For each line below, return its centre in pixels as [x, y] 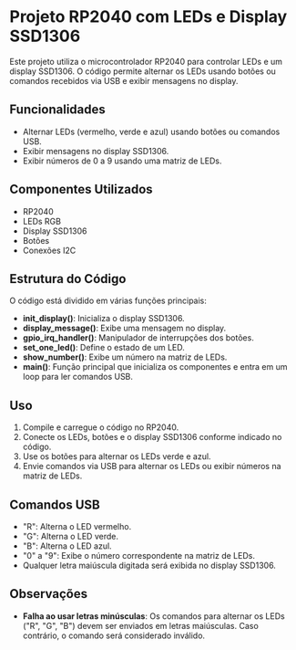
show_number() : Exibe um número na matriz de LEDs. [125, 357]
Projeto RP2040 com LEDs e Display [148, 17]
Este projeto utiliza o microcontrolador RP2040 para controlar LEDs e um [146, 61]
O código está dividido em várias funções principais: [108, 301]
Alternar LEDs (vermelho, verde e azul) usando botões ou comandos [151, 131]
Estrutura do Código [68, 279]
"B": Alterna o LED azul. [67, 546]
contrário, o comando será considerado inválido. [114, 635]
